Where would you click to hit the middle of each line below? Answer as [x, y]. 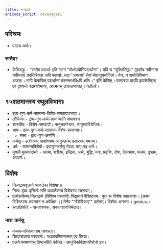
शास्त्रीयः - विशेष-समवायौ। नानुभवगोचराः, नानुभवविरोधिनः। [58, 125]
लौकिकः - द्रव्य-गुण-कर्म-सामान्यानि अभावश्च [46, 119]
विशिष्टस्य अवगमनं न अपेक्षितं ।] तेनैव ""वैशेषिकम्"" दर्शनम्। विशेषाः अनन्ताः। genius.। [81, 202]
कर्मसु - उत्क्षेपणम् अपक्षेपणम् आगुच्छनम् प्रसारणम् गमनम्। [55, 141]
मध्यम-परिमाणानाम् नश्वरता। [34, 231]
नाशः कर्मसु [15, 220]
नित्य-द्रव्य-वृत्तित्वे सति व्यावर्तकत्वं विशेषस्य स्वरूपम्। [52, 191]
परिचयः [13, 34]
